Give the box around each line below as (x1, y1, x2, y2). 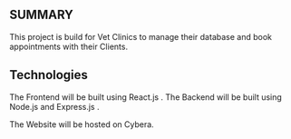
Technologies (9, 67, 89, 83)
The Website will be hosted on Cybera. (9, 118, 154, 130)
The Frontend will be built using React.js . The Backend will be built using (9, 91, 283, 103)
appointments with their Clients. (9, 41, 129, 52)
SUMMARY (9, 7, 74, 23)
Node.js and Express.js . (9, 101, 100, 112)
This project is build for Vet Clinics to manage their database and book (9, 31, 272, 42)
